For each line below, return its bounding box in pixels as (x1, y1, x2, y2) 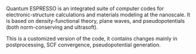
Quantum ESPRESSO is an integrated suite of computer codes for (6, 5, 164, 12)
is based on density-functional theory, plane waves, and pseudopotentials (6, 18, 185, 24)
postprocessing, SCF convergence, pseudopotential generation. (6, 41, 161, 48)
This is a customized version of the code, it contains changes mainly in (6, 35, 178, 42)
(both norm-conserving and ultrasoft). (6, 23, 98, 31)
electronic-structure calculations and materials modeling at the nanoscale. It (6, 11, 191, 18)
